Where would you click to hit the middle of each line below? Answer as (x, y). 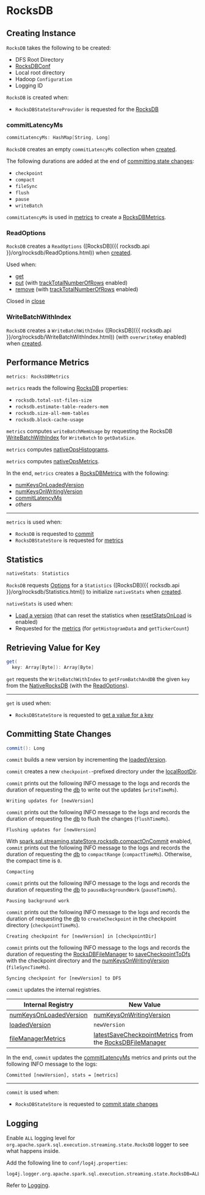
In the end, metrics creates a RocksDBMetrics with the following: (88, 473)
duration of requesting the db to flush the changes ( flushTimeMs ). (88, 819)
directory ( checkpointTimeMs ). (43, 925)
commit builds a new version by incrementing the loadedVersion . (87, 760)
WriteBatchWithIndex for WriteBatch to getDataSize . (71, 438)
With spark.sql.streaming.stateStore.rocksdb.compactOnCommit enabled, (99, 841)
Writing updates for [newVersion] (50, 801)
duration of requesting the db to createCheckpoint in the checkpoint (92, 919)
